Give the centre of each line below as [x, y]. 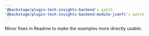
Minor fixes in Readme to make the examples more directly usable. [73, 28]
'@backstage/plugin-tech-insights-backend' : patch [59, 10]
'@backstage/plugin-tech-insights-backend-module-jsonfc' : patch [74, 14]
